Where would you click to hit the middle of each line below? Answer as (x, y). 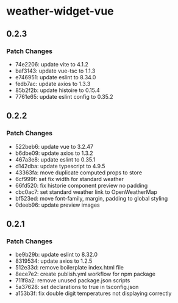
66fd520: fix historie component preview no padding (81, 185)
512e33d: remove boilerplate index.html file (69, 268)
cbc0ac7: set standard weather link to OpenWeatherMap (86, 192)
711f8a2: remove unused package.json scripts (73, 280)
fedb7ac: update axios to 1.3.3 (53, 84)
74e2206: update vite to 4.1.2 (52, 64)
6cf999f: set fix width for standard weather (69, 179)
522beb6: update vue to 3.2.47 (54, 146)
